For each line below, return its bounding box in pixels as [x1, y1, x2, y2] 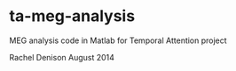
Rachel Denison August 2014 [9, 52, 115, 62]
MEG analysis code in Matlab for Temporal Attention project [9, 35, 228, 46]
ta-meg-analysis [9, 6, 136, 26]
